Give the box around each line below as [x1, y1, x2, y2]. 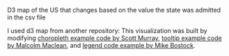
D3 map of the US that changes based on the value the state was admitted [7, 6, 221, 14]
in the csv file [7, 13, 46, 21]
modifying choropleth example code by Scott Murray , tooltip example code [7, 34, 222, 42]
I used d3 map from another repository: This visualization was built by [7, 27, 207, 35]
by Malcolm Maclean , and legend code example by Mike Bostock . [7, 41, 196, 49]
